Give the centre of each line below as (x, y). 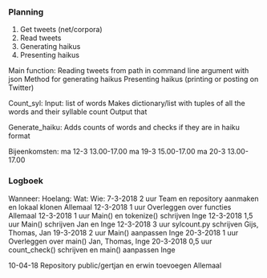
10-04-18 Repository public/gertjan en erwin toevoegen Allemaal (115, 265)
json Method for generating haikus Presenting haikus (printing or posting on (133, 80)
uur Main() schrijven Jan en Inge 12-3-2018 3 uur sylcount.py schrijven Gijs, (133, 224)
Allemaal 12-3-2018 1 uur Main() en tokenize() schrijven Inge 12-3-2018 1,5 (131, 215)
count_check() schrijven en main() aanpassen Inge (92, 249)
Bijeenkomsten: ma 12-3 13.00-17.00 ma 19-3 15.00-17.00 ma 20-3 (117, 152)
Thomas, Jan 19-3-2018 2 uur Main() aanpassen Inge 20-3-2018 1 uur (123, 232)
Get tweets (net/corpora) (61, 30)
